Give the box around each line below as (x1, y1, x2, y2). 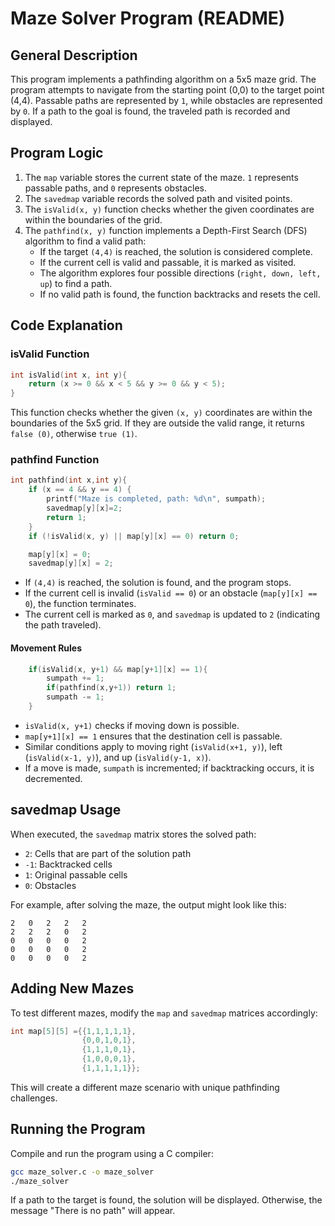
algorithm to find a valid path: (24, 235, 147, 247)
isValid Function (10, 347, 90, 361)
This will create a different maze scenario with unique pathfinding (10, 1081, 280, 1093)
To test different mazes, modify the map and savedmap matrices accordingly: (10, 1007, 318, 1019)
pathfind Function (10, 453, 100, 467)
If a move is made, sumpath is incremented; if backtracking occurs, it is (24, 762, 315, 774)
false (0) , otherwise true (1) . (10, 428, 138, 440)
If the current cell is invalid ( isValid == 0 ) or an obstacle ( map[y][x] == (24, 587, 318, 599)
